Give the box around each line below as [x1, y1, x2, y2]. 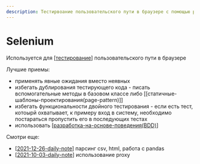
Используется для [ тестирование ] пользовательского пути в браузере [6, 54, 186, 61]
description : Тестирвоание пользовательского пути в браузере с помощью [6, 8, 190, 15]
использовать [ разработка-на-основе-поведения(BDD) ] [14, 122, 159, 129]
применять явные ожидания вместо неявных [14, 77, 130, 84]
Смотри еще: [6, 133, 40, 140]
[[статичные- [143, 90, 177, 97]
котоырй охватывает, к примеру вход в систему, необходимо [14, 109, 172, 116]
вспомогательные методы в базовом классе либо [14, 90, 143, 97]
